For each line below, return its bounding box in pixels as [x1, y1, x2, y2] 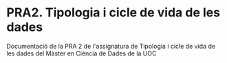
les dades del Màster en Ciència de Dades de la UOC [6, 49, 157, 58]
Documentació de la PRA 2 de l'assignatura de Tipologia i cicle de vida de [6, 42, 216, 50]
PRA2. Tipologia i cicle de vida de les [6, 5, 221, 21]
